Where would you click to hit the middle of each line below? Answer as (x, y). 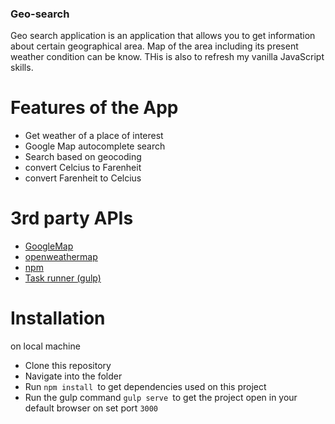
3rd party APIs (72, 218)
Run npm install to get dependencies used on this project (145, 387)
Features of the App (94, 108)
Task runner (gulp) (63, 278)
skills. (22, 68)
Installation (58, 318)
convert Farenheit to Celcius (83, 178)
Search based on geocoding (83, 157)
